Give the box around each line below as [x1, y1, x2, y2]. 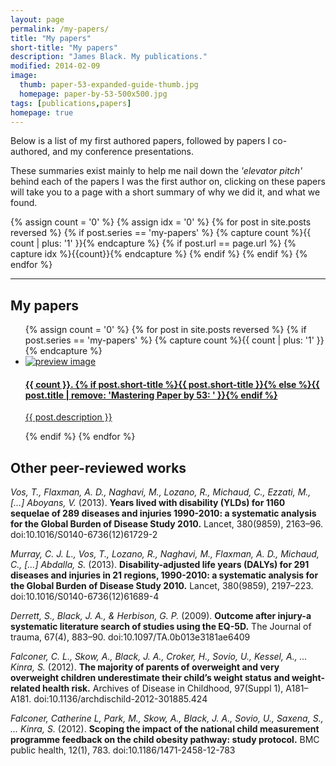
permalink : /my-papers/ [10, 24, 110, 34]
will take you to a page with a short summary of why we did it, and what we [10, 186, 321, 198]
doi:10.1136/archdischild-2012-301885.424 [33, 693, 208, 705]
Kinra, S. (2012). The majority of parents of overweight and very [10, 661, 280, 673]
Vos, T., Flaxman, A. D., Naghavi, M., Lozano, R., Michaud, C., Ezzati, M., [10, 486, 312, 498]
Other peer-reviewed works [10, 459, 187, 476]
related [10, 682, 41, 695]
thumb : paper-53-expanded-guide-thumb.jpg [19, 80, 199, 90]
